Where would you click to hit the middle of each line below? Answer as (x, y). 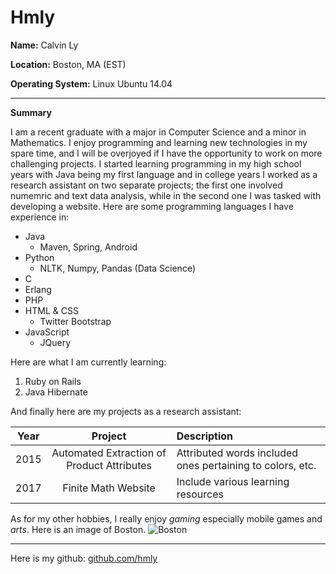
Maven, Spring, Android (88, 247)
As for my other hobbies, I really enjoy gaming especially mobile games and (166, 518)
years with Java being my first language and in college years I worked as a (164, 174)
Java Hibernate (56, 392)
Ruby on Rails (53, 381)
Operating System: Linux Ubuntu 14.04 (91, 83)
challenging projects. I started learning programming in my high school (156, 163)
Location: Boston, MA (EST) (68, 64)
